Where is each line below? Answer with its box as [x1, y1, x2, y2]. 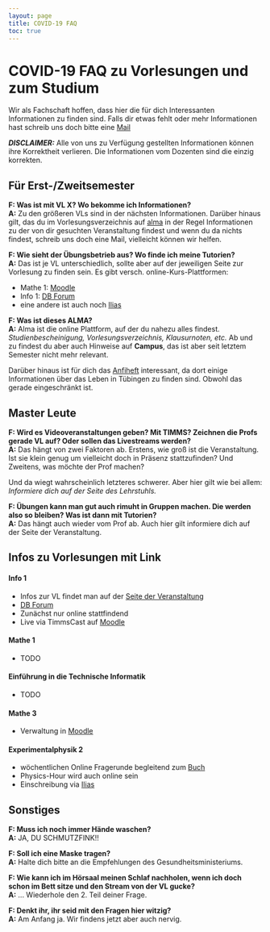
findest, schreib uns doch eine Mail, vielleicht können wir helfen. [8, 235, 222, 244]
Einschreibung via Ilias [19, 779, 95, 789]
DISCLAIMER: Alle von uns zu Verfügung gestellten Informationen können [8, 138, 254, 148]
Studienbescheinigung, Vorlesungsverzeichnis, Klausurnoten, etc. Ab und [8, 332, 253, 343]
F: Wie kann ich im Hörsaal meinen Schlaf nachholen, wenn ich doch [8, 873, 242, 883]
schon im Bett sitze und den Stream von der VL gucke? [8, 881, 195, 892]
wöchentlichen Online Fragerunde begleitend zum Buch [19, 763, 206, 772]
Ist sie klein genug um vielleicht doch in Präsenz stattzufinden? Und [8, 453, 234, 462]
